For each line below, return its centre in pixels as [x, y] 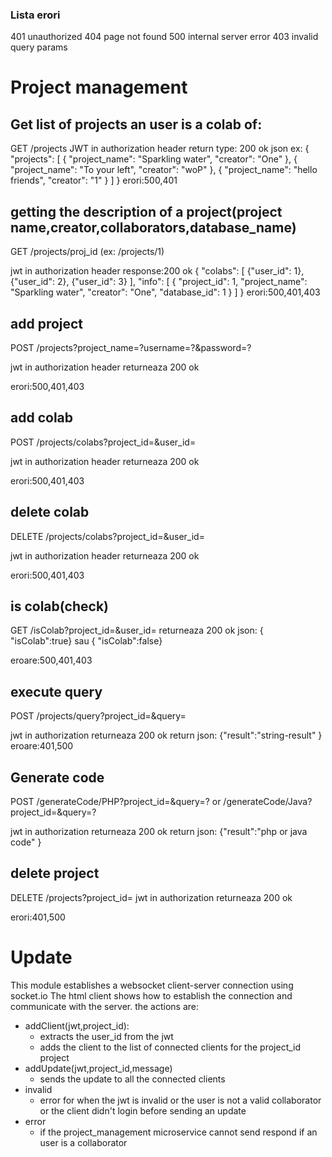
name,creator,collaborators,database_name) [153, 227]
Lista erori [35, 15]
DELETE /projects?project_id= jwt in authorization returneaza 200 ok [151, 897]
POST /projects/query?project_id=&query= [98, 716]
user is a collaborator [83, 1142]
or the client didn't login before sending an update [143, 1110]
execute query [56, 691]
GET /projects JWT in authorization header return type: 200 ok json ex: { [160, 149]
